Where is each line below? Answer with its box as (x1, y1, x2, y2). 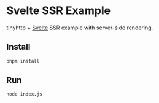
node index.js (6, 91, 43, 97)
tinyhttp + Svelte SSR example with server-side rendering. (6, 24, 153, 31)
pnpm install (6, 58, 40, 64)
